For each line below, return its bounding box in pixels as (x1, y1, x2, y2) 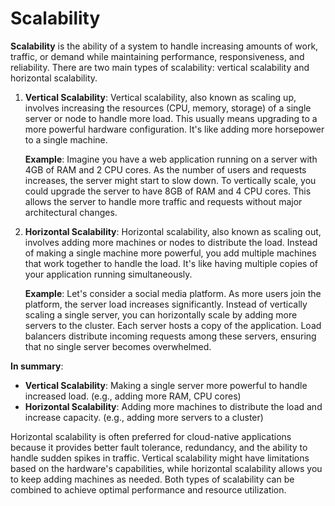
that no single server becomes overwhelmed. (24, 340, 212, 352)
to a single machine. (24, 133, 108, 146)
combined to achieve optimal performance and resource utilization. (10, 483, 287, 496)
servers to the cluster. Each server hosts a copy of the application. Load (24, 319, 322, 331)
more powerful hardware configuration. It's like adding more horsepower (24, 123, 325, 135)
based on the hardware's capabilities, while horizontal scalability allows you (10, 462, 323, 474)
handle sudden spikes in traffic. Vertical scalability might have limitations (10, 452, 310, 464)
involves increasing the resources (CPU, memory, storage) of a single (24, 102, 312, 114)
